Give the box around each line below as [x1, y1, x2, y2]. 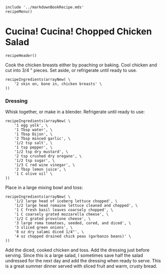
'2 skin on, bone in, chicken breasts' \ [14, 81, 102, 86]
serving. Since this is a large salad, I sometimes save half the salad [5, 252, 143, 258]
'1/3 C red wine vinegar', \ [14, 162, 75, 168]
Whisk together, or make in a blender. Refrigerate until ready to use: [5, 109, 145, 115]
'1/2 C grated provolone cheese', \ [14, 216, 91, 221]
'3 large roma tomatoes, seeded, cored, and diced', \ [14, 221, 131, 226]
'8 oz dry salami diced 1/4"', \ [14, 229, 84, 235]
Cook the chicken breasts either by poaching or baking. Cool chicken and [5, 62, 157, 68]
